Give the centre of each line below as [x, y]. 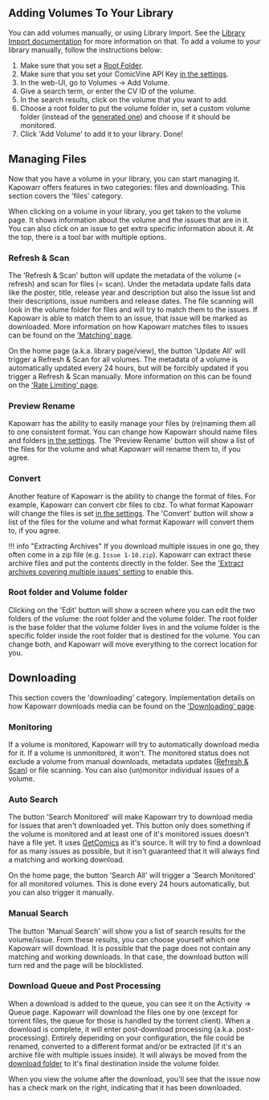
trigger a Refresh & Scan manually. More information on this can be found [130, 376]
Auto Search [33, 799]
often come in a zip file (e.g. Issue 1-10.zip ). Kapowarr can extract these [130, 554]
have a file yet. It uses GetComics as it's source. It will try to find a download [134, 843]
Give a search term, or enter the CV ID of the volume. [108, 91]
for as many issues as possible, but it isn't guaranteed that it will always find [134, 851]
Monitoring [31, 726]
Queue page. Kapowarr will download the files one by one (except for [123, 1012]
